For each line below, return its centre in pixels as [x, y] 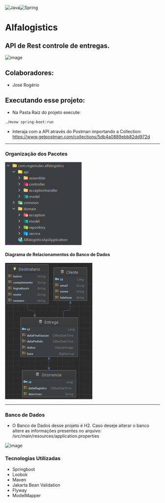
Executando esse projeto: [45, 100]
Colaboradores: [29, 73]
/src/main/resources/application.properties [56, 436]
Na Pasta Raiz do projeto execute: [46, 112]
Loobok [20, 474]
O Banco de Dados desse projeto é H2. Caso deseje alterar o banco [81, 426]
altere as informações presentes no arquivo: [57, 431]
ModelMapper [27, 495]
